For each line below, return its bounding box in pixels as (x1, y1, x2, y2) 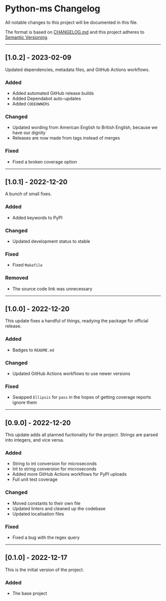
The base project (12, 591, 47, 597)
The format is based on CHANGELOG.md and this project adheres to (5, 29, 145, 35)
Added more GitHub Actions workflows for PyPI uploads (12, 471, 127, 477)
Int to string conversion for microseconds (12, 466, 97, 472)
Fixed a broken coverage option (12, 158, 78, 164)
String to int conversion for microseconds (12, 460, 97, 467)
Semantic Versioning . (5, 34, 48, 40)
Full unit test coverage (12, 476, 58, 482)
